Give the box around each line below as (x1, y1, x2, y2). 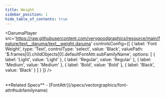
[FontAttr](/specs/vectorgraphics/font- (49, 82, 128, 88)
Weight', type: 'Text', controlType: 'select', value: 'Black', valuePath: (5, 46, 143, 52)
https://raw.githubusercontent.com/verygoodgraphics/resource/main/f (15, 35, 161, 41)
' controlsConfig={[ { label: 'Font (90, 41, 158, 47)
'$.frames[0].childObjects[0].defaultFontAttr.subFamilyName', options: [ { (5, 51, 156, 57)
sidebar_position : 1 (5, 12, 48, 17)
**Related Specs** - (5, 82, 48, 88)
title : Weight (5, 7, 35, 12)
